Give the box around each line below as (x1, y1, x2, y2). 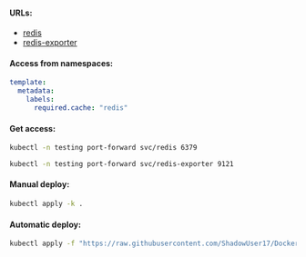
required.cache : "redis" (33, 104, 128, 113)
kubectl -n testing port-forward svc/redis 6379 (9, 143, 198, 153)
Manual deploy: (9, 179, 70, 190)
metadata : (17, 86, 55, 95)
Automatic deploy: (9, 219, 82, 230)
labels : (25, 95, 55, 104)
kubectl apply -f (9, 239, 76, 249)
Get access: (9, 123, 56, 133)
